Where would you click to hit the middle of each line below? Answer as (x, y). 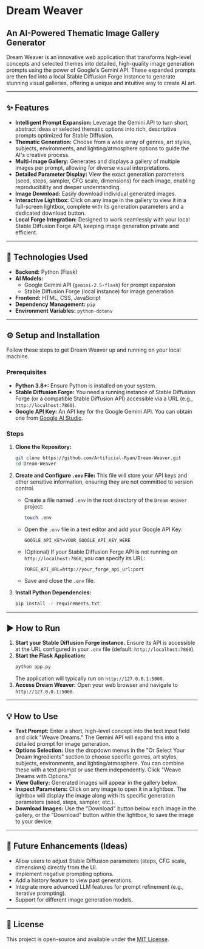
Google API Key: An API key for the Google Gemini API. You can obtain (104, 411)
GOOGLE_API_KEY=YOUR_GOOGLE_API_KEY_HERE (77, 540)
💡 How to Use (32, 716)
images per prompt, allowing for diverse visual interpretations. (93, 167)
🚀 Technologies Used (47, 257)
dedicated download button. (50, 213)
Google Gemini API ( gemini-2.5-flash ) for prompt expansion (100, 285)
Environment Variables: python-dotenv (64, 310)
